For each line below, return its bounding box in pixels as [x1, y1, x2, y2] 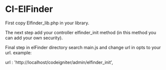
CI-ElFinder [5, 3, 53, 15]
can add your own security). [5, 35, 63, 41]
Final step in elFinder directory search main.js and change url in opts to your [5, 44, 161, 50]
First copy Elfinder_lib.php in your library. [5, 20, 89, 26]
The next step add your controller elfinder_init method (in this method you [5, 29, 157, 35]
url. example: [5, 50, 32, 56]
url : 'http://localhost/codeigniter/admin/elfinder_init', [5, 59, 113, 65]
